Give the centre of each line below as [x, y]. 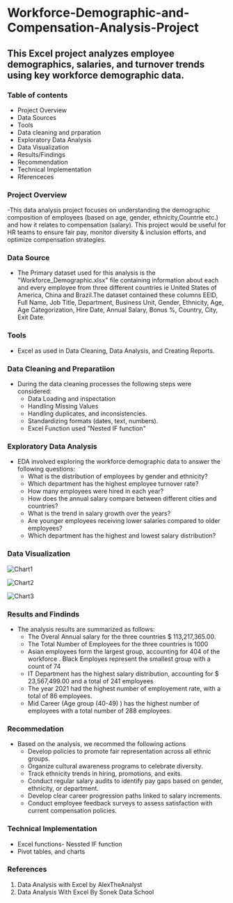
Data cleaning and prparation [59, 132]
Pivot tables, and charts [51, 851]
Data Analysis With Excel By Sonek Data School [86, 892]
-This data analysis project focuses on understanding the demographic [109, 210]
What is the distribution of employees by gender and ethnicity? [118, 476]
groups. [39, 759]
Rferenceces [35, 176]
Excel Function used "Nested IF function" [87, 428]
